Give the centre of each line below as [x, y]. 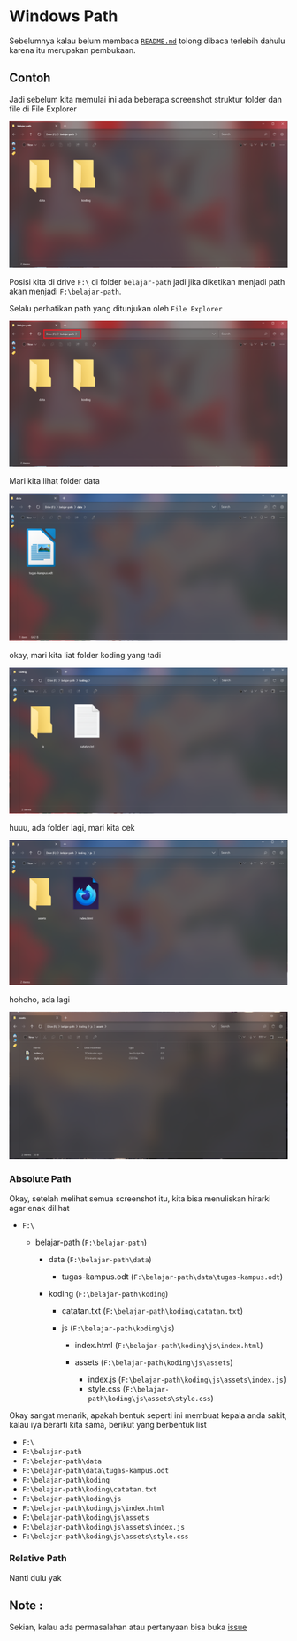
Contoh [30, 78]
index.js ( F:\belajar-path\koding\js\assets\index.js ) [187, 1379]
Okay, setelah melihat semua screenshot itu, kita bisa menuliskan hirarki [140, 1198]
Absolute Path [40, 1179]
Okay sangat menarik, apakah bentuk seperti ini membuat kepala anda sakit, [148, 1415]
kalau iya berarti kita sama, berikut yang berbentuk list [108, 1424]
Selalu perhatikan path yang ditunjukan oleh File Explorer [116, 308]
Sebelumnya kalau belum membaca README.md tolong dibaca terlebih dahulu [147, 41]
